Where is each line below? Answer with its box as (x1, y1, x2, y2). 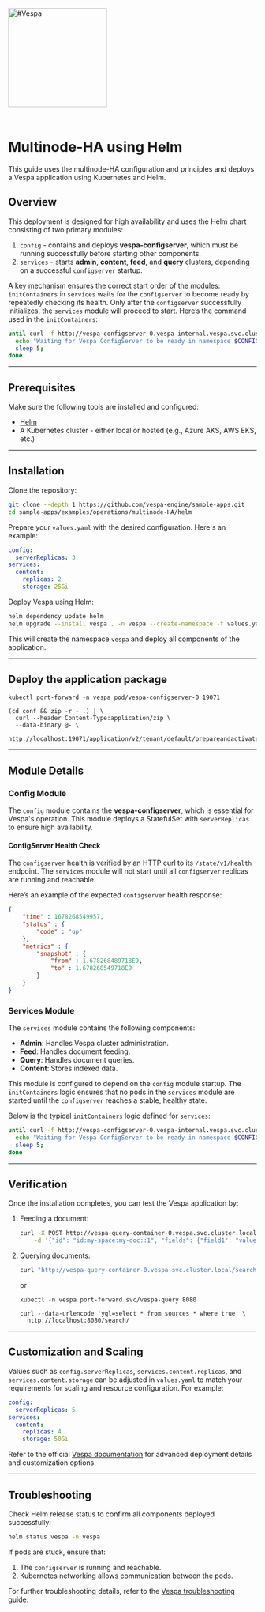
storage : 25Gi (22, 583, 69, 591)
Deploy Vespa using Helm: (8, 597, 95, 606)
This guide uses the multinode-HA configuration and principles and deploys (8, 164, 255, 173)
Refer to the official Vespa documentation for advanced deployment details (8, 1450, 252, 1459)
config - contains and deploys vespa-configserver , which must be (19, 240, 239, 250)
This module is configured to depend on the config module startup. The (8, 1079, 242, 1089)
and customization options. (8, 1458, 96, 1467)
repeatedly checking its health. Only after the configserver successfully (8, 297, 242, 307)
